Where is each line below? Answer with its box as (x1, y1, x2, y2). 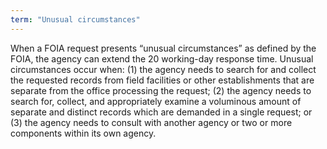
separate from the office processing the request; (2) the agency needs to (10, 84, 312, 96)
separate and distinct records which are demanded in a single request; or (10, 106, 313, 118)
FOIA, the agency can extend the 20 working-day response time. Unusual (10, 52, 314, 65)
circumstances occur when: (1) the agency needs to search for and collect (10, 63, 317, 75)
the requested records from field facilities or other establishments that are (10, 74, 315, 86)
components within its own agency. (10, 127, 157, 139)
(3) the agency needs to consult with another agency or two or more (10, 116, 293, 128)
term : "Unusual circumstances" (10, 14, 141, 25)
